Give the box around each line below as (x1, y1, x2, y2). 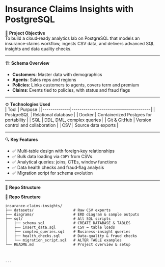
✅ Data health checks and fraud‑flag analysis (12, 164, 104, 170)
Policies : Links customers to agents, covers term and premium (12, 82, 139, 88)
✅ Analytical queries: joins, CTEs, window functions (12, 159, 117, 165)
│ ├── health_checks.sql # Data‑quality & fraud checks (5, 233, 137, 239)
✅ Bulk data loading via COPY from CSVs (12, 153, 92, 159)
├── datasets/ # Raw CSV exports (5, 208, 111, 213)
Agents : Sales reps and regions (12, 77, 77, 82)
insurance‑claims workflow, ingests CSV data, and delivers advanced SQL (5, 40, 155, 46)
